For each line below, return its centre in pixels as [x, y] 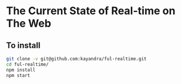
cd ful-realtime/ [28, 64]
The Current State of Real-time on [91, 11]
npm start [18, 75]
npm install [21, 70]
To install [23, 45]
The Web [29, 23]
